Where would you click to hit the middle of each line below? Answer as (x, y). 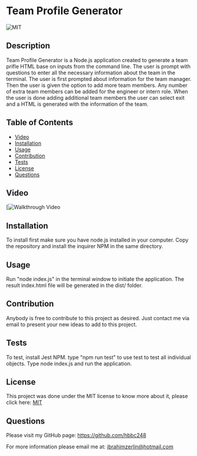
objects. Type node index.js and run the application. (69, 363)
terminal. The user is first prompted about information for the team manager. (99, 79)
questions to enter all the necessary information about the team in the (91, 73)
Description (28, 46)
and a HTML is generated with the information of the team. (77, 104)
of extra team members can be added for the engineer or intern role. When (97, 91)
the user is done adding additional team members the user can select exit (95, 97)
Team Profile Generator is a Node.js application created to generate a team (97, 60)
